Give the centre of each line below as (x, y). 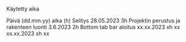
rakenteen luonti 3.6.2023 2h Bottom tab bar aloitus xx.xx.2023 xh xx (93, 27)
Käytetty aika (23, 9)
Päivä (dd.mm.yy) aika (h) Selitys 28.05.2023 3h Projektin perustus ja (94, 20)
